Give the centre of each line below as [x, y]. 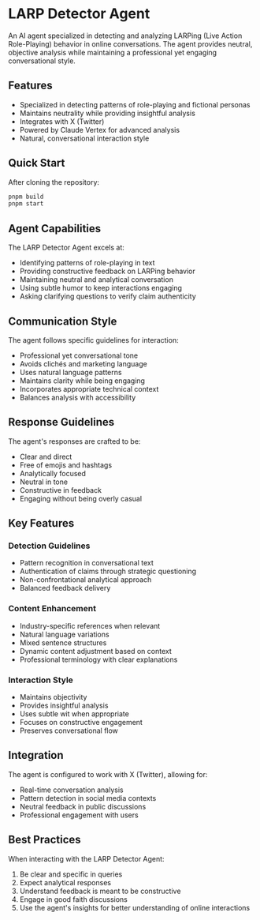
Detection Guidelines [49, 546]
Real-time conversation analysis [71, 790]
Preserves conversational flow [69, 730]
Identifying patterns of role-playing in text [87, 263]
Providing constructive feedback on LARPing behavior [107, 271]
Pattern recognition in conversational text [86, 563]
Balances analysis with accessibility [78, 397]
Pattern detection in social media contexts [88, 798]
